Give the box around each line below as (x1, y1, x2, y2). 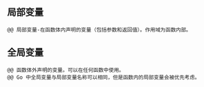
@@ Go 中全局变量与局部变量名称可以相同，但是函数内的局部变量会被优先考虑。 (7, 74, 201, 81)
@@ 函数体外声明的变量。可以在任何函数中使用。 (7, 66, 125, 73)
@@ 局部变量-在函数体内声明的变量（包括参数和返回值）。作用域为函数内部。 (7, 26, 192, 33)
